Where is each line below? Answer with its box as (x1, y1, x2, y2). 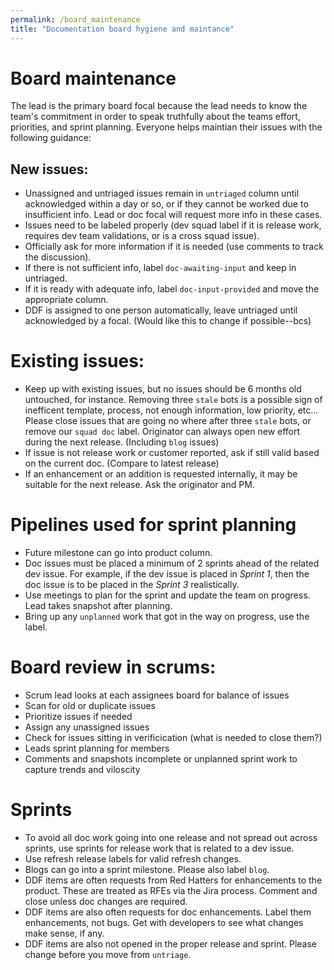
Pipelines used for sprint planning (10, 514, 297, 536)
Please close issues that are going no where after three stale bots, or (24, 415, 312, 427)
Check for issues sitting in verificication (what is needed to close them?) (24, 732, 323, 744)
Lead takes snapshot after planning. (24, 600, 173, 612)
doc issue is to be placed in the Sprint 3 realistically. (24, 579, 240, 591)
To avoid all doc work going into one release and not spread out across (24, 832, 318, 843)
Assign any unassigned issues (24, 721, 150, 733)
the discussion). (24, 251, 92, 263)
